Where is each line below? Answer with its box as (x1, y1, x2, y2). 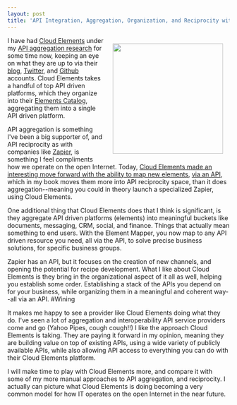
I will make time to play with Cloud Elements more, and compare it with (7, 367, 213, 375)
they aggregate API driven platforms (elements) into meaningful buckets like (7, 213, 229, 222)
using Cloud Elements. (7, 192, 73, 201)
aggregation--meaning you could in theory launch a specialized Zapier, (7, 185, 214, 193)
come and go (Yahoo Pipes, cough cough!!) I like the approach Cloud (7, 323, 208, 332)
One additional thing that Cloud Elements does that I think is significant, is (7, 206, 221, 214)
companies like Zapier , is (7, 147, 80, 156)
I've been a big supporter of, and (7, 132, 103, 141)
